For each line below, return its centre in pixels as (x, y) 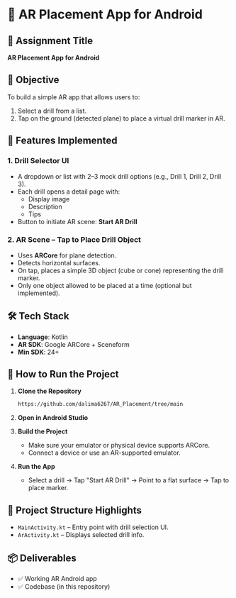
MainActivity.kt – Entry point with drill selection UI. (93, 527)
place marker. (48, 488)
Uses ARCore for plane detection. (67, 255)
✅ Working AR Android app (57, 578)
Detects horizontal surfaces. (59, 262)
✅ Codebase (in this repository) (64, 586)
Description (45, 206)
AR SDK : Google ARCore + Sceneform (73, 344)
